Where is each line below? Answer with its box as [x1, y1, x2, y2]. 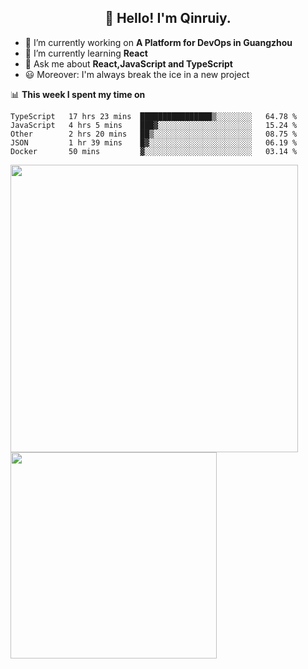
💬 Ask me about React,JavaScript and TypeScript [24, 57, 233, 70]
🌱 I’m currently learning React [24, 47, 148, 59]
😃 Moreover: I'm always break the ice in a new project [24, 68, 250, 80]
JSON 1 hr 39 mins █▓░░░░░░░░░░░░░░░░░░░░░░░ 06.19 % [10, 137, 298, 148]
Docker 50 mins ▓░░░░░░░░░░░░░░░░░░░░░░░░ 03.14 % [10, 146, 298, 156]
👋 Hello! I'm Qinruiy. [104, 10, 232, 27]
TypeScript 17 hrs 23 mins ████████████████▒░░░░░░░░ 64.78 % [10, 111, 298, 121]
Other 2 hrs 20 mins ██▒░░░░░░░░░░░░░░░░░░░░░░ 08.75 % [10, 129, 298, 139]
